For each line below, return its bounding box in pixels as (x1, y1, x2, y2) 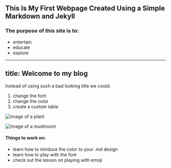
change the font (12, 93, 46, 99)
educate (12, 44, 31, 50)
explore (12, 49, 29, 55)
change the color (12, 98, 49, 104)
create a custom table (12, 103, 59, 109)
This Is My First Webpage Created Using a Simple (5, 4, 165, 13)
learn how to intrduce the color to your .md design (12, 146, 118, 152)
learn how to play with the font (12, 151, 77, 157)
